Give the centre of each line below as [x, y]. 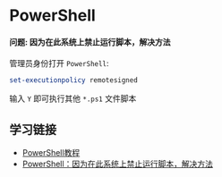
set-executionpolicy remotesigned [74, 80]
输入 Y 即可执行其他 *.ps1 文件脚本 [73, 98]
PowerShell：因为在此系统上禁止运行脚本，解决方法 [117, 164]
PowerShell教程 [51, 153]
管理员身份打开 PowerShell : [59, 63]
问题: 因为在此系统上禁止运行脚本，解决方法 [90, 42]
